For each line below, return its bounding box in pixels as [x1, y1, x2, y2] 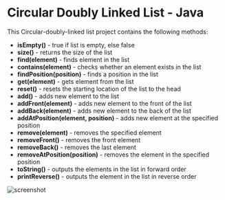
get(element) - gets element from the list [17, 77, 134, 85]
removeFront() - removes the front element [17, 135, 141, 144]
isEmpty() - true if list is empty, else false [17, 41, 136, 49]
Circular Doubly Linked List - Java [7, 5, 204, 21]
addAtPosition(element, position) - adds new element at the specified [17, 113, 219, 122]
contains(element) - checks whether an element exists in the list [17, 63, 202, 71]
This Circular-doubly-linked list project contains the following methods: [7, 27, 208, 36]
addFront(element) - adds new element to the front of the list [17, 99, 192, 107]
